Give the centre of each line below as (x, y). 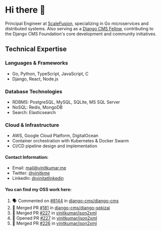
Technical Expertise (36, 49)
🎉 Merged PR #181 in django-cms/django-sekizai (61, 208)
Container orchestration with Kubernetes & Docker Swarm (70, 141)
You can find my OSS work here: (38, 190)
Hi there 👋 (25, 10)
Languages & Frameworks (37, 63)
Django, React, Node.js (35, 79)
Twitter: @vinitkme (31, 173)
